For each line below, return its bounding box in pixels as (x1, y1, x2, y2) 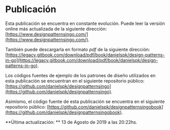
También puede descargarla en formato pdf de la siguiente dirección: (5, 46, 150, 52)
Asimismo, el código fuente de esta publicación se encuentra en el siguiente (5, 98, 165, 105)
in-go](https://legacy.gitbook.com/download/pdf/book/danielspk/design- (5, 57, 158, 63)
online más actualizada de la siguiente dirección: (5, 25, 107, 31)
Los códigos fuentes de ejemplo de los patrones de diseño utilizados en (5, 72, 156, 78)
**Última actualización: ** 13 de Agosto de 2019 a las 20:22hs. (5, 119, 138, 125)
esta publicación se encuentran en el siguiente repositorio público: (5, 78, 145, 84)
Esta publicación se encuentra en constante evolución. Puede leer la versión (5, 20, 165, 26)
